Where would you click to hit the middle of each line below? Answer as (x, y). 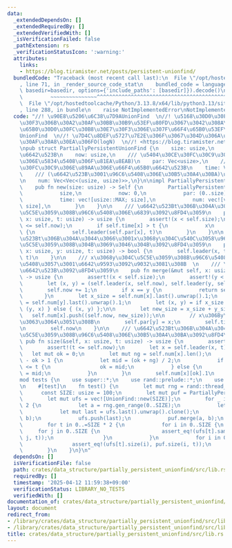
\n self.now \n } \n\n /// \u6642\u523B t (97, 328)
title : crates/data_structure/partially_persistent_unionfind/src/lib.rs (116, 534)
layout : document (32, 509)
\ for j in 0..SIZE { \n (60, 431)
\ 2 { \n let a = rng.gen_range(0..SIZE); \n (100, 406)
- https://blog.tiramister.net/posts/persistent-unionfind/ (108, 71)
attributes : (31, 59)
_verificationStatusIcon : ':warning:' (69, 53)
